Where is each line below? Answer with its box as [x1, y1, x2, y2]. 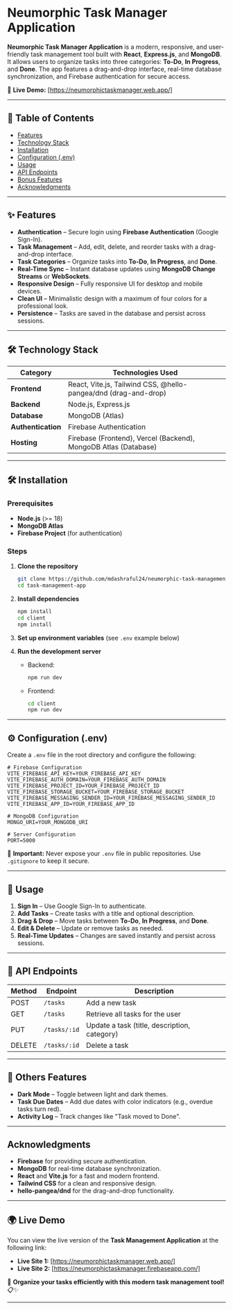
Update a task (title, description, [86, 1020, 191, 1030]
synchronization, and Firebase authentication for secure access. [7, 72, 191, 81]
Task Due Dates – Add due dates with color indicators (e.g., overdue [17, 1097, 214, 1106]
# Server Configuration [7, 831, 76, 839]
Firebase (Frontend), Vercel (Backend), [68, 433, 196, 443]
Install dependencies [17, 595, 80, 603]
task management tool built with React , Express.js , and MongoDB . [31, 50, 222, 58]
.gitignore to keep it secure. [7, 857, 90, 865]
